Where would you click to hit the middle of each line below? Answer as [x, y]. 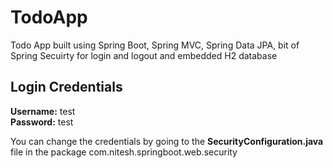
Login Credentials [66, 87]
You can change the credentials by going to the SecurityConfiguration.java [167, 141]
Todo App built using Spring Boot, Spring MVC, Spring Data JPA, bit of [155, 45]
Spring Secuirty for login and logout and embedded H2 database [144, 55]
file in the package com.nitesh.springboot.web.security [124, 152]
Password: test [42, 122]
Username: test [43, 111]
